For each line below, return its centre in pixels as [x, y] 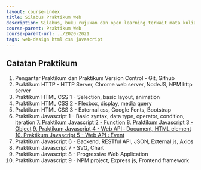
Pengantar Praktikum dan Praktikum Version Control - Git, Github [95, 78]
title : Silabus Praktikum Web [44, 17]
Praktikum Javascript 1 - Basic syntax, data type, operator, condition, [100, 116]
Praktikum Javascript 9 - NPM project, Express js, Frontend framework [102, 160]
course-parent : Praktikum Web [44, 28]
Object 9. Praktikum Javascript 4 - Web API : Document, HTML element [103, 128]
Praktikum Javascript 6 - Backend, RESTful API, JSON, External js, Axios [104, 141]
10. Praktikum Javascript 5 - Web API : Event [70, 135]
